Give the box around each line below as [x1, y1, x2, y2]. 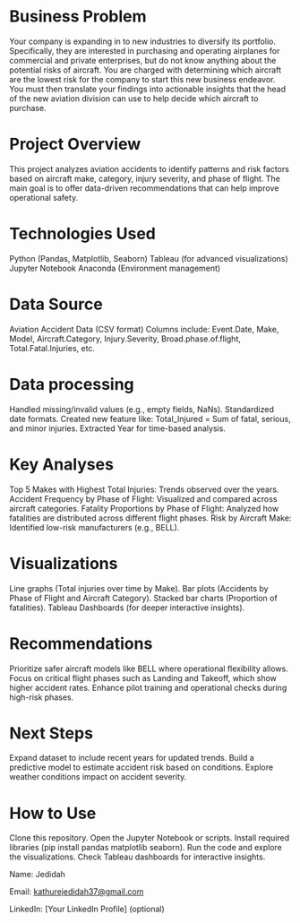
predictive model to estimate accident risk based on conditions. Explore [9, 762, 274, 772]
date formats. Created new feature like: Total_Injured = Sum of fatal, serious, [9, 413, 291, 424]
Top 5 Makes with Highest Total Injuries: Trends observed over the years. [9, 484, 279, 495]
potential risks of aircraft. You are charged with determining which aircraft [9, 65, 282, 75]
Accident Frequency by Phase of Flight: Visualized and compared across [9, 493, 278, 504]
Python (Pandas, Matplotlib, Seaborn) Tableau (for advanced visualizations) [9, 253, 288, 263]
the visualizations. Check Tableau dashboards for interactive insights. [9, 851, 266, 862]
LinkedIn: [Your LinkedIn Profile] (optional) [9, 903, 166, 915]
